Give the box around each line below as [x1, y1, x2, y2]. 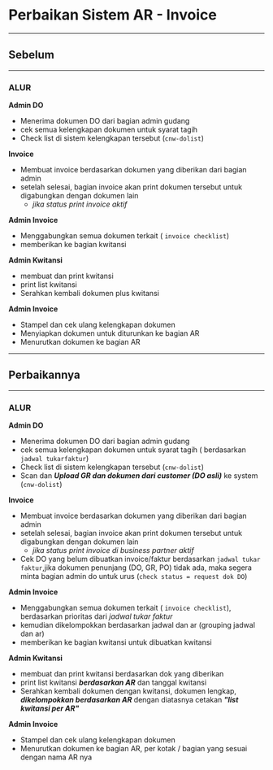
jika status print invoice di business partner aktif [32, 546, 194, 555]
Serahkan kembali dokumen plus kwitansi [19, 289, 160, 298]
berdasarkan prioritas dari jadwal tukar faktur [19, 611, 173, 621]
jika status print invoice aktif [32, 199, 128, 209]
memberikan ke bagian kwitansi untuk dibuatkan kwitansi [19, 637, 213, 647]
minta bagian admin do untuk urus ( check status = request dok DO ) [19, 572, 248, 581]
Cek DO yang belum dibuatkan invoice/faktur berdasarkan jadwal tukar [19, 555, 261, 564]
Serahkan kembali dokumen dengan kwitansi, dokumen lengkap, [19, 686, 237, 696]
